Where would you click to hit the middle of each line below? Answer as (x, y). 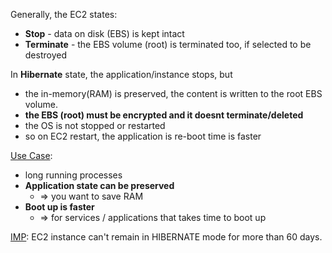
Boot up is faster (59, 207)
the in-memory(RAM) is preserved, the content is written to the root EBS (173, 93)
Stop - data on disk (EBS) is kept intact (104, 33)
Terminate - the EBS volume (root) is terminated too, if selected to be (168, 44)
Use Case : (31, 155)
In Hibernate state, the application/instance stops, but (121, 74)
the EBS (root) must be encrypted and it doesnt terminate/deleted (164, 115)
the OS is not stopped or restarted (95, 125)
